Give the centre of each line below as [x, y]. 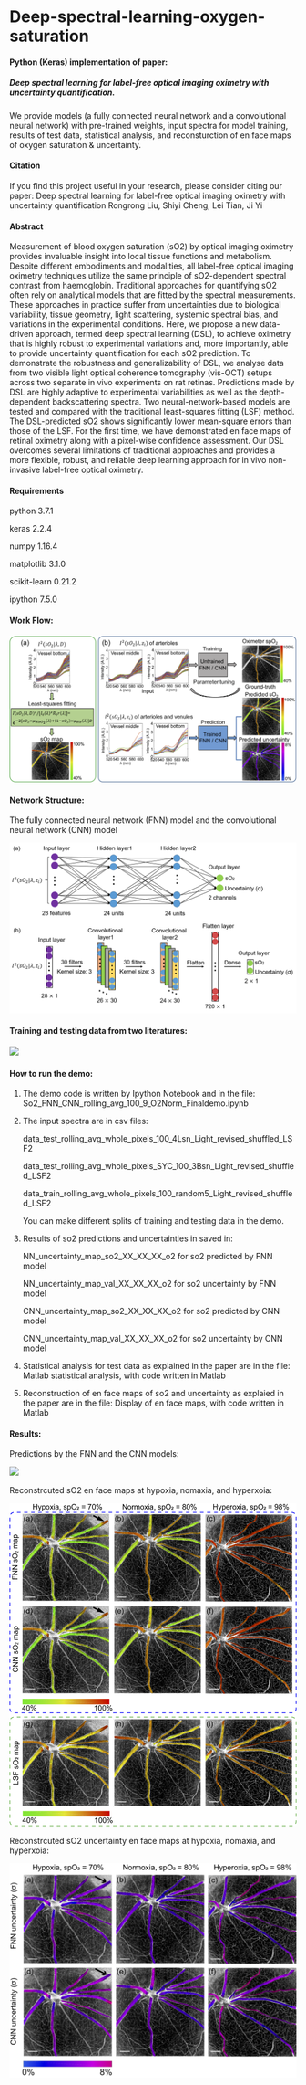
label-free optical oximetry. [93, 470]
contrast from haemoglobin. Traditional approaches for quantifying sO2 [143, 286]
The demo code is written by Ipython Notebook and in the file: [139, 1094]
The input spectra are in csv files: [85, 1121]
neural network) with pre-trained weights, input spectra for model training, [149, 125]
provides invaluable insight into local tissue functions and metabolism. [141, 257]
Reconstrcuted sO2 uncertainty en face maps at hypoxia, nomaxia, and [143, 1840]
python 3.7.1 [31, 511]
